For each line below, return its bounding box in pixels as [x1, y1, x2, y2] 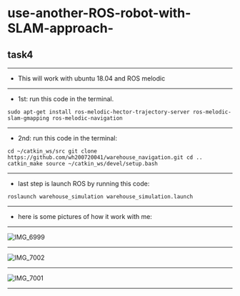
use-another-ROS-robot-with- [7, 5, 191, 21]
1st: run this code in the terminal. [17, 95, 114, 103]
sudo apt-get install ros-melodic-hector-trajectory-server [7, 108, 191, 116]
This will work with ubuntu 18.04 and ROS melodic [17, 74, 166, 83]
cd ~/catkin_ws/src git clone [7, 148, 98, 155]
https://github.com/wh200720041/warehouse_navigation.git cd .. [7, 154, 203, 161]
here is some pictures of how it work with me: [17, 213, 152, 220]
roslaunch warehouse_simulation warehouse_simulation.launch [7, 193, 194, 200]
